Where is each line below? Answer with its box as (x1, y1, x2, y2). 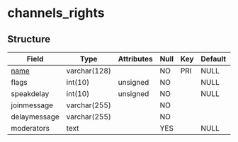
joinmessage (11, 100, 54, 110)
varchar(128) (66, 66, 111, 76)
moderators (11, 124, 50, 133)
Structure (7, 33, 51, 45)
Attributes (118, 54, 154, 64)
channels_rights (7, 5, 105, 21)
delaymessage (11, 112, 60, 122)
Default (200, 54, 227, 64)
